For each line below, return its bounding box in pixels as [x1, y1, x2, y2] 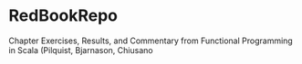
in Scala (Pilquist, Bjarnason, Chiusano [8, 44, 153, 55]
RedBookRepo [8, 5, 119, 26]
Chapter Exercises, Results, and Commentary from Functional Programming [8, 35, 293, 46]
